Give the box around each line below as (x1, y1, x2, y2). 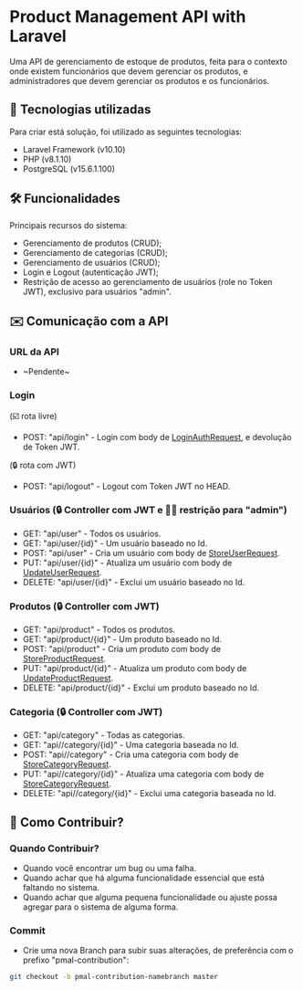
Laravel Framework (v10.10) (22, 143, 126, 154)
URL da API (9, 345, 59, 358)
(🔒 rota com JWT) (9, 459, 77, 470)
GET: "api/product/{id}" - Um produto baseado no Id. (22, 634, 222, 645)
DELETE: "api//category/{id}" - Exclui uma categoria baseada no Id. (22, 788, 277, 799)
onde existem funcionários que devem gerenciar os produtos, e (9, 66, 248, 77)
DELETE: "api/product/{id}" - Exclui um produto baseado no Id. (22, 682, 260, 693)
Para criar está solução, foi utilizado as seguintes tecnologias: (9, 126, 243, 137)
